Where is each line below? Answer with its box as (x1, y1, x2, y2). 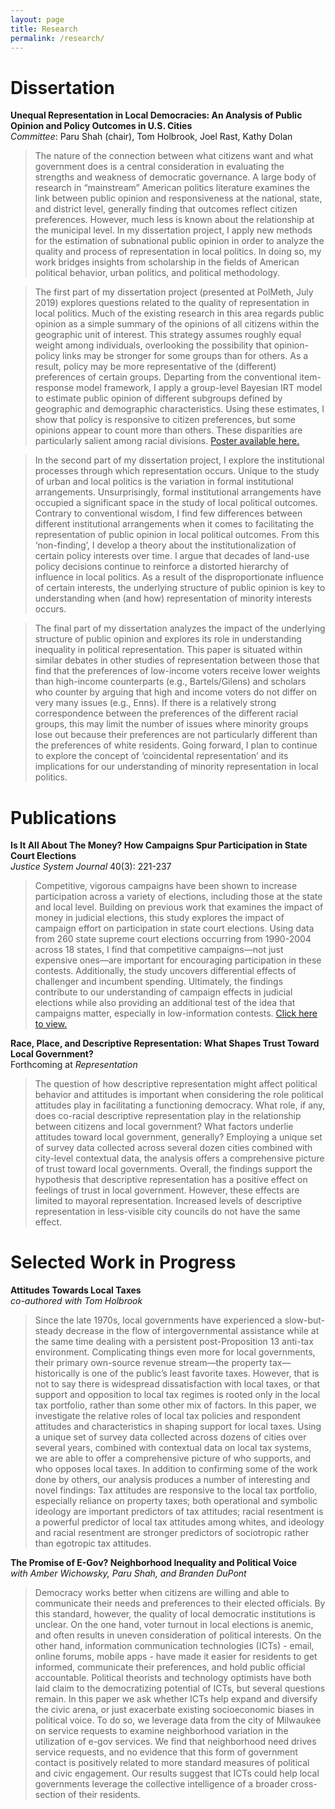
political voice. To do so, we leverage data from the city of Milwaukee (34, 1714, 322, 1726)
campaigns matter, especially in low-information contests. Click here (34, 1007, 318, 1020)
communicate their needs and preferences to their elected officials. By (34, 1597, 326, 1610)
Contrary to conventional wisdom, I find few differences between (34, 507, 303, 520)
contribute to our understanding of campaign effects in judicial (34, 986, 293, 998)
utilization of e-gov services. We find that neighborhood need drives (34, 1736, 317, 1748)
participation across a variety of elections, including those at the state (34, 891, 323, 903)
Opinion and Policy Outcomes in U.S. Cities (10, 120, 193, 132)
